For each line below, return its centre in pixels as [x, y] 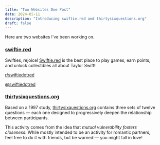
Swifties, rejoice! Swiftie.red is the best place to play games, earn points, [78, 60]
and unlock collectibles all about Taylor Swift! [50, 65]
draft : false [18, 23]
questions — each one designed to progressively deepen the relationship [78, 112]
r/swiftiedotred [20, 75]
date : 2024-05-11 [23, 14]
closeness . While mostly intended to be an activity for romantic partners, [78, 132]
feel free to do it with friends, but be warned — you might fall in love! [74, 137]
